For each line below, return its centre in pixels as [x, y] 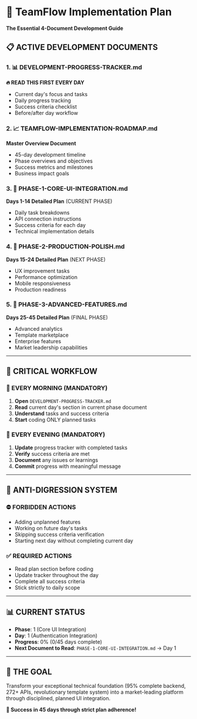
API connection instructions [48, 219]
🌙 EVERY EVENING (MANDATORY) [56, 435]
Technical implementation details [55, 232]
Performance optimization [46, 277]
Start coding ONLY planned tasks [55, 419]
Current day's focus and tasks [51, 94]
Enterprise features [38, 341]
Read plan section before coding [54, 569]
